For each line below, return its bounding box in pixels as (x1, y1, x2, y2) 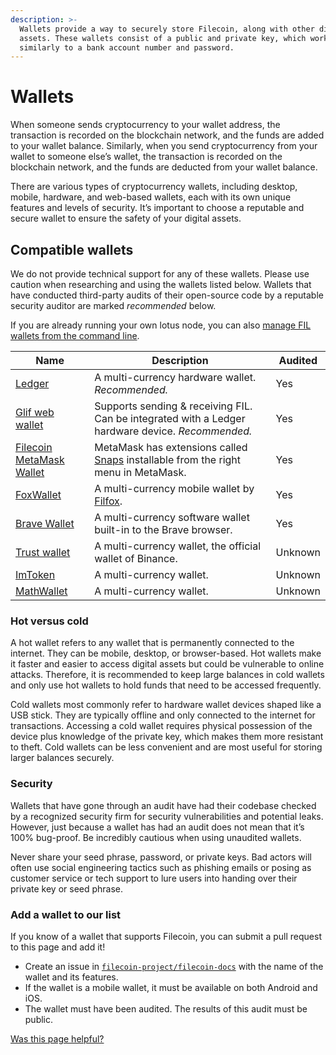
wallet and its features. (24, 971, 119, 983)
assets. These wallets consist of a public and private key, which (19, 33, 307, 43)
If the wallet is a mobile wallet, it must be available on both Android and (24, 981, 318, 993)
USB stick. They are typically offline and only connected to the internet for (10, 709, 316, 721)
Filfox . (94, 494, 123, 508)
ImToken (15, 568, 56, 581)
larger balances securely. (10, 752, 115, 764)
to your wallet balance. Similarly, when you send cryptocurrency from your (10, 140, 318, 152)
